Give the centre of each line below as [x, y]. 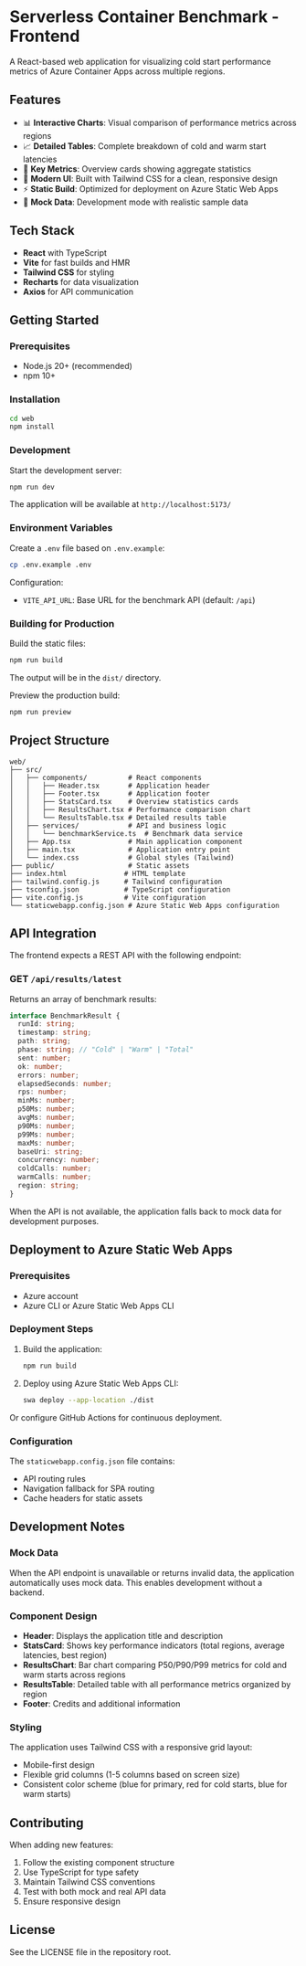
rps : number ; [42, 1092]
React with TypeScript [65, 252]
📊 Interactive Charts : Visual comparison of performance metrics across [159, 122]
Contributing [47, 1823]
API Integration [53, 933]
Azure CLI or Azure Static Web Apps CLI [99, 1305]
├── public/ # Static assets [100, 865]
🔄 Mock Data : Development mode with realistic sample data [135, 202]
